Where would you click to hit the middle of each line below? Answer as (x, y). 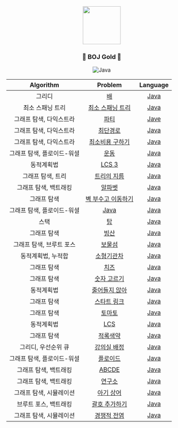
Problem (109, 85)
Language (154, 85)
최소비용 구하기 (109, 142)
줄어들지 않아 (109, 290)
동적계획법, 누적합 (44, 256)
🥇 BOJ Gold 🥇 (102, 57)
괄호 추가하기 (109, 404)
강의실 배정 (110, 347)
